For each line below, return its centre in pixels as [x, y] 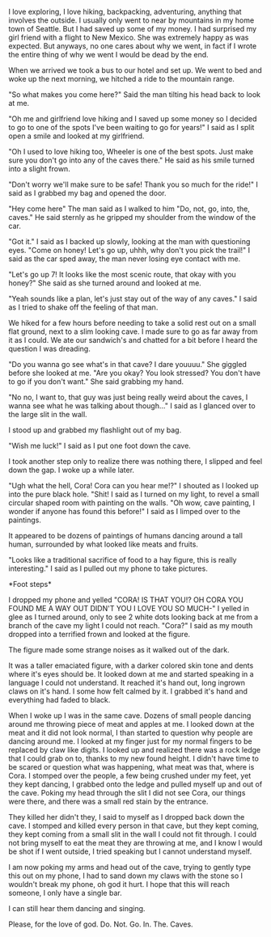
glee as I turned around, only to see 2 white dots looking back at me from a [133, 617]
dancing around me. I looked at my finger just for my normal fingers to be [130, 741]
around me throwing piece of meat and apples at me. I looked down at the [131, 724]
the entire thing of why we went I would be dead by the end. [108, 55]
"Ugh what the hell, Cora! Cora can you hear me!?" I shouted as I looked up [133, 485]
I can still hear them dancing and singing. [77, 908]
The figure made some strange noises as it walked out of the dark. [119, 650]
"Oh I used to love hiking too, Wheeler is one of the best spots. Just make [131, 152]
